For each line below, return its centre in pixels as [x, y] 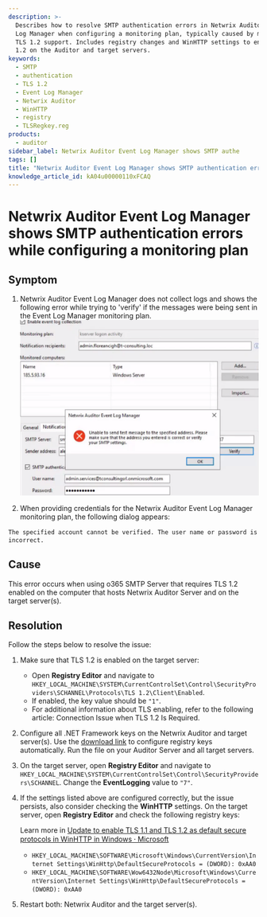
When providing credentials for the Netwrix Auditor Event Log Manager [136, 508]
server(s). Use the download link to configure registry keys [116, 742]
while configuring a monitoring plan [128, 250]
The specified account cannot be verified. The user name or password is [133, 532]
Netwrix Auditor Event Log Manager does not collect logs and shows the [138, 299]
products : [25, 135]
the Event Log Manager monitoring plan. [86, 316]
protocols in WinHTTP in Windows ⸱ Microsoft [94, 839]
